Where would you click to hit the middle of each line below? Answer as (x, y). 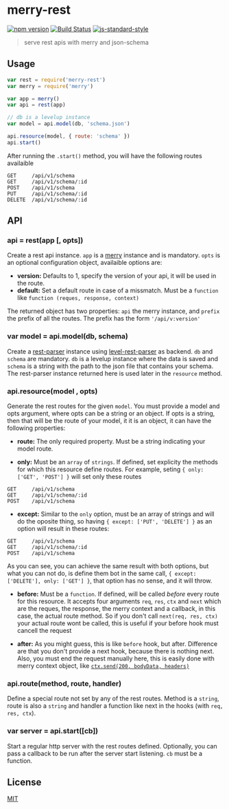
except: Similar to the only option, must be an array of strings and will (116, 514)
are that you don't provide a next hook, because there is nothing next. (116, 651)
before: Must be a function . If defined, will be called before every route (118, 594)
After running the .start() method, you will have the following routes (105, 155)
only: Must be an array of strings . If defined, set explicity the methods (117, 462)
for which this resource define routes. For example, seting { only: (110, 469)
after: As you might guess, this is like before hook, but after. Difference (117, 644)
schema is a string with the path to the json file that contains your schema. (110, 366)
